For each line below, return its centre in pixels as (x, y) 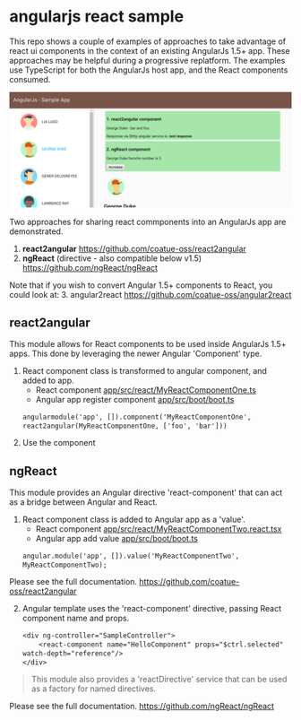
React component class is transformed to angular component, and (144, 371)
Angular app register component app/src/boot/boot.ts (135, 400)
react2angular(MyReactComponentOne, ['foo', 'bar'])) (125, 426)
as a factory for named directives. (94, 689)
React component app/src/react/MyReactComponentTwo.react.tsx (159, 529)
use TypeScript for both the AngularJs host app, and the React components (149, 70)
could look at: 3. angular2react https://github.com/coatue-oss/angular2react (150, 294)
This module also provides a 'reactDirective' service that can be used (159, 680)
